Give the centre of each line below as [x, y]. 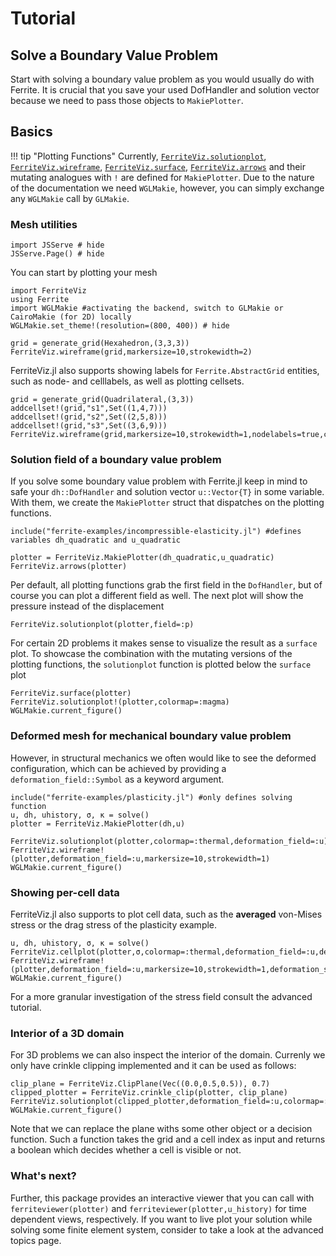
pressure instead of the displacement [87, 606]
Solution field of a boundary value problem [116, 460]
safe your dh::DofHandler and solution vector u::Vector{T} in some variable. [167, 492]
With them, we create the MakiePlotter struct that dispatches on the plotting [167, 503]
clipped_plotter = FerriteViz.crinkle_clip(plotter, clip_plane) [149, 1093]
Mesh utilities [44, 224]
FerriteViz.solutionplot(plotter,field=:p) [102, 625]
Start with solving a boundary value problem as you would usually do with [162, 79]
